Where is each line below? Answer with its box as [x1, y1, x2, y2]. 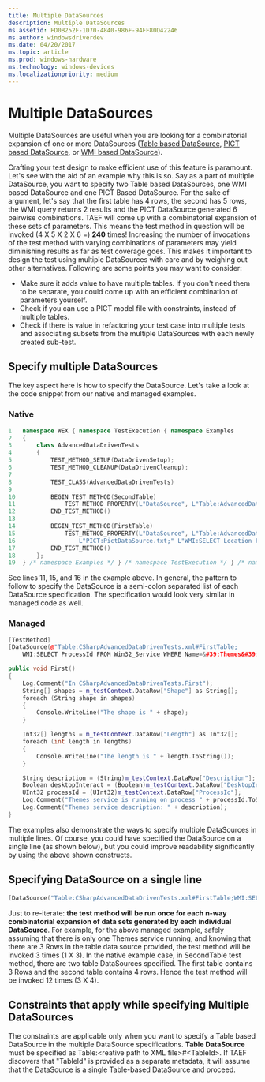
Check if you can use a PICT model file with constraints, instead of [19, 303, 237, 313]
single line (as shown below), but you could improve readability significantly [8, 841, 255, 851]
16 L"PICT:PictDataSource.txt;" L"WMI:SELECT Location [8, 537, 252, 545]
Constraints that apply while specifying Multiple [8, 998, 250, 1011]
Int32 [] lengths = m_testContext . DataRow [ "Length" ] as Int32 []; [22, 731, 238, 739]
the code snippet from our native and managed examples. [8, 389, 196, 399]
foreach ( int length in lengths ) [22, 738, 132, 746]
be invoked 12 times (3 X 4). [8, 975, 99, 985]
